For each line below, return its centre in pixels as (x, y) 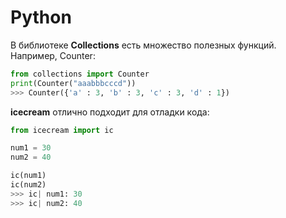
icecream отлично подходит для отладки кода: (110, 112)
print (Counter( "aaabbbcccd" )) (73, 83)
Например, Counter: (53, 55)
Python (41, 17)
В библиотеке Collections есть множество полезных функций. (143, 45)
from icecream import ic (62, 130)
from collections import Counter (80, 74)
